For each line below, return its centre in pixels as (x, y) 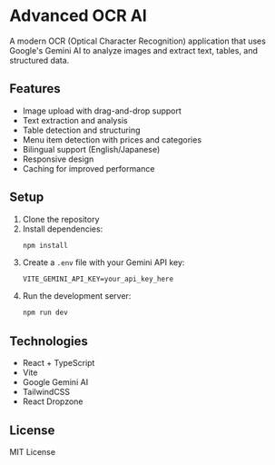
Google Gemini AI (55, 382)
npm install (45, 245)
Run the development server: (77, 296)
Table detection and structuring (81, 130)
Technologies (49, 341)
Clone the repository (61, 219)
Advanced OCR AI (78, 16)
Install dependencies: (63, 229)
